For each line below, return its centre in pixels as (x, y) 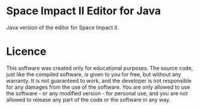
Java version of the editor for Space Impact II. (62, 27)
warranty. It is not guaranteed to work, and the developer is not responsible (99, 80)
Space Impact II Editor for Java (84, 11)
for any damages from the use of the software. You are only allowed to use (98, 87)
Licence (26, 52)
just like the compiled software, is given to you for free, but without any (94, 74)
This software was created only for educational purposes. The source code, (99, 68)
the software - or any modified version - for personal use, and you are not (97, 93)
